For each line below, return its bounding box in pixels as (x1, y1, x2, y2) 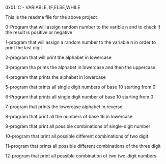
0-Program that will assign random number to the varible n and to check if (5, 24, 161, 30)
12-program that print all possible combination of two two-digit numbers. (5, 153, 158, 159)
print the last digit (5, 45, 42, 50)
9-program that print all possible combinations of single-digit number (5, 123, 151, 129)
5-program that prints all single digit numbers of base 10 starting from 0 (5, 84, 156, 90)
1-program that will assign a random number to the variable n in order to (5, 39, 156, 45)
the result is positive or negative (5, 29, 73, 35)
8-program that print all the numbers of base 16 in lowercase (5, 114, 133, 119)
